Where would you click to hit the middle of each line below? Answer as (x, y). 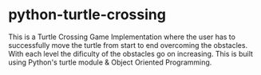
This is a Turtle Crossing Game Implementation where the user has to (122, 37)
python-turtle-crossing (87, 15)
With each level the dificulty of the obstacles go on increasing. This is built (131, 53)
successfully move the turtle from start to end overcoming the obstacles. (128, 45)
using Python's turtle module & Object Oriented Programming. (110, 62)
